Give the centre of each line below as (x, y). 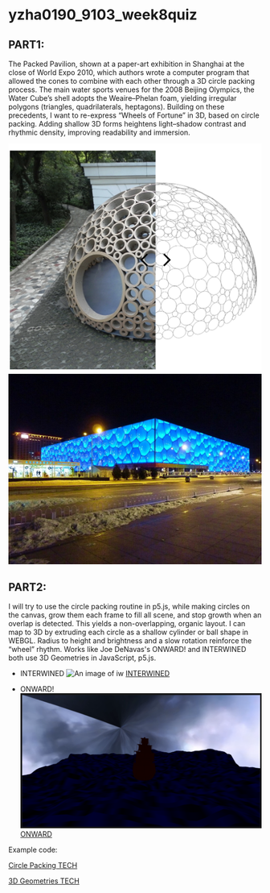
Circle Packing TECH (43, 865)
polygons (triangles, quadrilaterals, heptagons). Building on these (117, 107)
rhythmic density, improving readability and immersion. (99, 132)
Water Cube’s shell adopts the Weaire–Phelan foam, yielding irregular (123, 98)
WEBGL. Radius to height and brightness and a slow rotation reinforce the (130, 641)
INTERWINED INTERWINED (95, 674)
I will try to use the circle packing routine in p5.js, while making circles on (129, 607)
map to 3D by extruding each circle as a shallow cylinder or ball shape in (129, 632)
